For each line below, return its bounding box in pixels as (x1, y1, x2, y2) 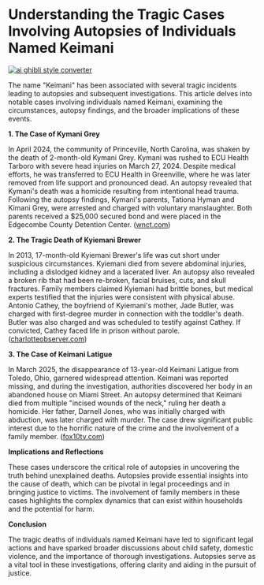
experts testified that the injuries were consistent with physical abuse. (8, 292, 235, 301)
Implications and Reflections (8, 447, 104, 456)
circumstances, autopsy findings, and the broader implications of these (8, 105, 240, 115)
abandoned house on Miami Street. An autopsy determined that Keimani (8, 389, 243, 399)
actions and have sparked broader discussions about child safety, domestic (8, 542, 254, 553)
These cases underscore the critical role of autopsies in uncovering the (8, 462, 240, 471)
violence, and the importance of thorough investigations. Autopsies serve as (8, 551, 256, 561)
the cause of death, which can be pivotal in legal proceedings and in (8, 479, 230, 488)
